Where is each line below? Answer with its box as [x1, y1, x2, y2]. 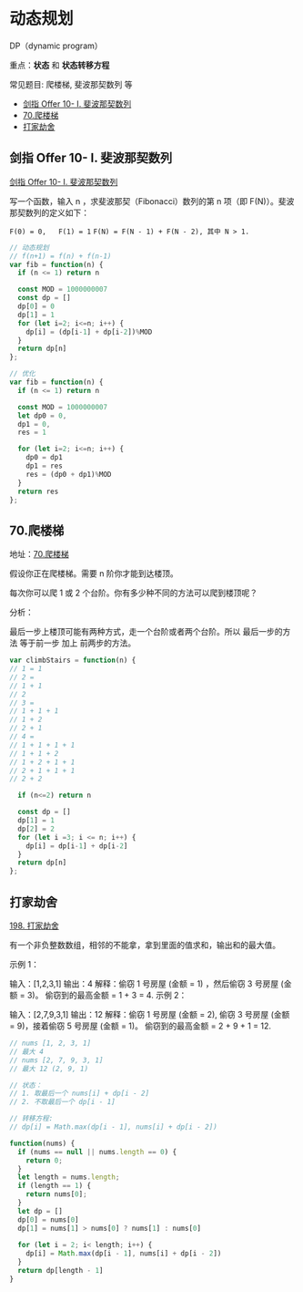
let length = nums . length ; [17, 1173, 120, 1182]
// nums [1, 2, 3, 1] [9, 1039, 92, 1048]
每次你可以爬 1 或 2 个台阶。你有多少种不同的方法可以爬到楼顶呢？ [9, 587, 258, 598]
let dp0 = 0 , [17, 411, 67, 420]
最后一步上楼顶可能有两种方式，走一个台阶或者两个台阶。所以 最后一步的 [9, 626, 283, 637]
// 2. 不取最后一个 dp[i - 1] [9, 1098, 116, 1107]
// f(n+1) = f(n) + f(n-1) [9, 252, 112, 261]
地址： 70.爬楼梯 [9, 549, 70, 560]
